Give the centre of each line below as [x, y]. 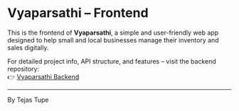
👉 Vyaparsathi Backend [43, 76]
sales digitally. [28, 47]
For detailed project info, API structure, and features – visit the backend [112, 61]
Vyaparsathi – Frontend [78, 13]
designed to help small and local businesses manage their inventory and [113, 40]
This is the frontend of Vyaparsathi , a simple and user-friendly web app [113, 33]
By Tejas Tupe [28, 100]
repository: [23, 69]
